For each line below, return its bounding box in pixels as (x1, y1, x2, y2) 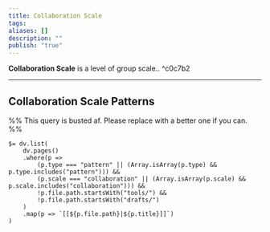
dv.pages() (22, 146, 59, 155)
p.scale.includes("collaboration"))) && (8, 181, 146, 189)
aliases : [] (8, 26, 48, 35)
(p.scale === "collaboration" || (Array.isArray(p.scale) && (37, 174, 247, 183)
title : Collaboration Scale (8, 11, 103, 20)
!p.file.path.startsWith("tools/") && (37, 189, 167, 197)
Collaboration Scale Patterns (8, 94, 155, 108)
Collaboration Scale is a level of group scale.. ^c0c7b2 (8, 63, 190, 73)
